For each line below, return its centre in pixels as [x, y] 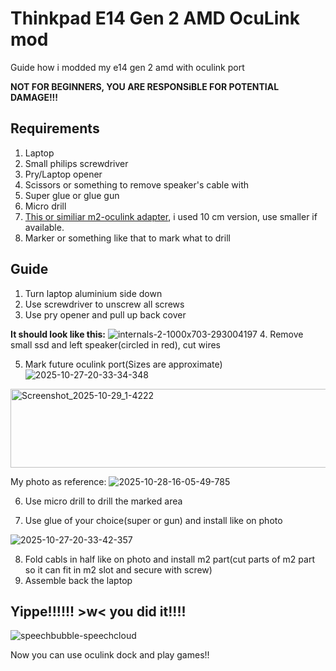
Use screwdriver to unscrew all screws [104, 304]
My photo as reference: [58, 481]
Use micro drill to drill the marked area [103, 501]
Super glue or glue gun [72, 195]
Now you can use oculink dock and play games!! [110, 655]
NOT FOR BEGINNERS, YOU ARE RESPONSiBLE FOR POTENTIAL [145, 86]
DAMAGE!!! [34, 97]
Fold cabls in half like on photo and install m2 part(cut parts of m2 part [169, 559]
